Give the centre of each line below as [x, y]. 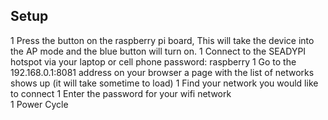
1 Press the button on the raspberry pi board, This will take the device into [162, 40]
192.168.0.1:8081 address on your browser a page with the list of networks [162, 72]
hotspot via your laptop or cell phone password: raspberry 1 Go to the [153, 61]
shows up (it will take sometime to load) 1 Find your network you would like [164, 83]
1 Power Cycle [39, 104]
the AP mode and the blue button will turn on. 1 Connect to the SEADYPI [158, 51]
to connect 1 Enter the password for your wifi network [121, 93]
